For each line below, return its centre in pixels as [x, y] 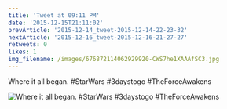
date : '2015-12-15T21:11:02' [56, 23]
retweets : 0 [27, 45]
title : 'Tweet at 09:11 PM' [54, 15]
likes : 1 [22, 52]
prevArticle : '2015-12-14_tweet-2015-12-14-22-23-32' [98, 30]
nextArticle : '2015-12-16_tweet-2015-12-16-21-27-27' [98, 37]
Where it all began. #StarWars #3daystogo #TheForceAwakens [110, 81]
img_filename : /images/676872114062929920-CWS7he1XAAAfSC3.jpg [114, 60]
